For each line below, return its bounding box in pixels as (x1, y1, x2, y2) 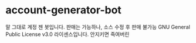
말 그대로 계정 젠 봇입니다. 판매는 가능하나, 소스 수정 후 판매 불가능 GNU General (5, 23, 190, 30)
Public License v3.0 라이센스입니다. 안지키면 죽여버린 (5, 30, 130, 38)
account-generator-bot (5, 3, 121, 17)
